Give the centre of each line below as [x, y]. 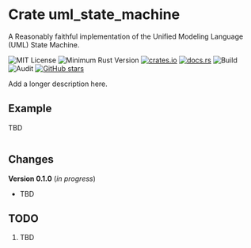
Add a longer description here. [58, 84]
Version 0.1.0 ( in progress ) [52, 178]
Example [30, 109]
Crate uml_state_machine [94, 15]
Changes [31, 160]
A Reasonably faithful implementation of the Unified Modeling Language [126, 36]
